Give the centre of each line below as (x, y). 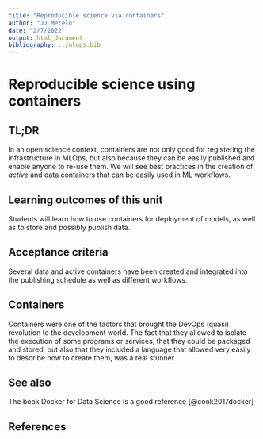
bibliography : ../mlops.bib (55, 45)
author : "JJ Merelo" (42, 23)
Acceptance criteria (58, 252)
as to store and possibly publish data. (69, 227)
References (37, 427)
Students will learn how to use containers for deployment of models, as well (132, 218)
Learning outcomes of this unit (86, 200)
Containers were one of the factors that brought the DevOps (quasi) (119, 324)
